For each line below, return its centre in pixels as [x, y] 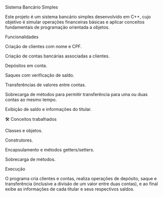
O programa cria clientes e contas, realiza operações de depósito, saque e [81, 178]
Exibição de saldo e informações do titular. [48, 109]
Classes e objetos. [24, 130]
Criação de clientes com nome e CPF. [43, 46]
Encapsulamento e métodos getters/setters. [50, 150]
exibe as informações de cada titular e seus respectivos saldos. [70, 189]
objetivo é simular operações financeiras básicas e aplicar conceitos [75, 22]
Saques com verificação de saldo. [40, 75]
